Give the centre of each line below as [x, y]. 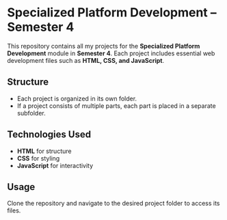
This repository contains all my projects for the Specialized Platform [104, 46]
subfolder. [31, 113]
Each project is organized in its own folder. [77, 98]
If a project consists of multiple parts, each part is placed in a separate [117, 106]
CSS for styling [38, 158]
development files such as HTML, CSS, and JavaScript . [86, 60]
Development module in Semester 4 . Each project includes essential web [111, 53]
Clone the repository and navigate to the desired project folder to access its [113, 204]
